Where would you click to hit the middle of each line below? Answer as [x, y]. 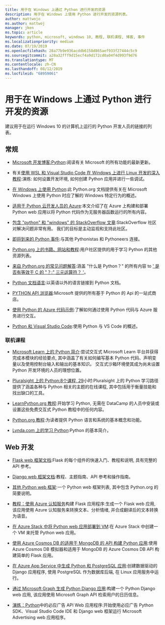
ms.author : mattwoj [25, 23]
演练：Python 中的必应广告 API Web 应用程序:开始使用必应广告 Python [83, 605]
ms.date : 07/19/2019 [26, 46]
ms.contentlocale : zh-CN [30, 64]
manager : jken [20, 28]
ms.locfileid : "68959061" [31, 74]
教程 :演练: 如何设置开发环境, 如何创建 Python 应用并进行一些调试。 [80, 179]
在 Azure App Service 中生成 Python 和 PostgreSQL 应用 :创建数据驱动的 [85, 566]
